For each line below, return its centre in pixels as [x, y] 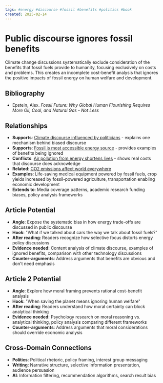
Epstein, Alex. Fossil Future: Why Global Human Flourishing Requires [81, 105]
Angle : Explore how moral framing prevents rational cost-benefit [77, 291]
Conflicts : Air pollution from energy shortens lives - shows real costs [81, 158]
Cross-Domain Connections [48, 348]
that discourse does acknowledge [46, 164]
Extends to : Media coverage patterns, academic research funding [79, 190]
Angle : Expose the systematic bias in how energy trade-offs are [76, 222]
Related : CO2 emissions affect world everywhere [61, 169]
